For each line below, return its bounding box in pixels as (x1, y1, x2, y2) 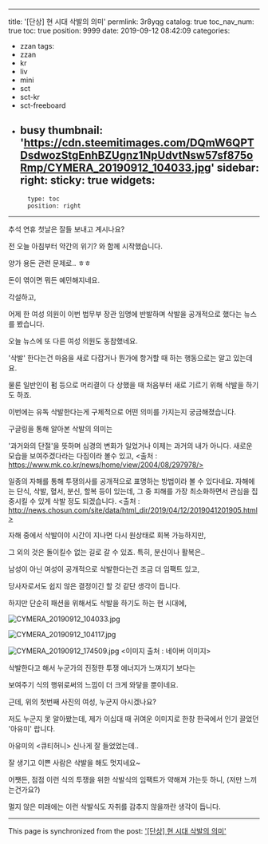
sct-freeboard (19, 101, 66, 110)
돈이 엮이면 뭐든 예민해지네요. (8, 275, 100, 284)
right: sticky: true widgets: (19, 173, 156, 188)
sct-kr (19, 93, 40, 101)
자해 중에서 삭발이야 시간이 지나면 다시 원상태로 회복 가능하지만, (8, 530, 207, 540)
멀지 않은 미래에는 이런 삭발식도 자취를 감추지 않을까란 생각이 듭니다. (8, 802, 221, 811)
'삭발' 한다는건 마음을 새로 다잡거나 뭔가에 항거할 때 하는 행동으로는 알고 (8, 353, 232, 363)
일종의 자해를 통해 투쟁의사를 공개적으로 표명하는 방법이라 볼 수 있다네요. (8, 476, 234, 485)
